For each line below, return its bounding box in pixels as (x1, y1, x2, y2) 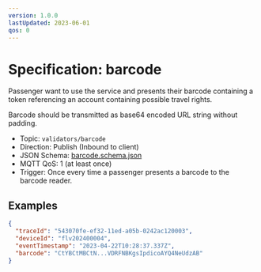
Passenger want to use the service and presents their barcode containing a (8, 86, 254, 96)
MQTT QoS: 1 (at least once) (19, 159, 112, 168)
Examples (8, 198, 58, 212)
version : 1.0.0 (8, 11, 59, 20)
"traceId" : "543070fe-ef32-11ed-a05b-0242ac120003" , (15, 227, 193, 235)
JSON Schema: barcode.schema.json (19, 151, 142, 161)
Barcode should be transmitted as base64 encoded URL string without (8, 110, 238, 119)
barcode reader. (19, 176, 73, 186)
